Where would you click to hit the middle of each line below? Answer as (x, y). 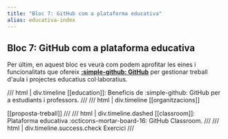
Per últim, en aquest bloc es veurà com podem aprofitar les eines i (102, 65)
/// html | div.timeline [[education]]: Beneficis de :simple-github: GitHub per (114, 93)
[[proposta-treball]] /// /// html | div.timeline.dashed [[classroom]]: (101, 113)
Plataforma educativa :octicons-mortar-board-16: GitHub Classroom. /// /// (113, 121)
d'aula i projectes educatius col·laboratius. (67, 80)
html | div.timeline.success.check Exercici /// (71, 128)
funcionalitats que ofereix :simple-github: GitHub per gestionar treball (108, 72)
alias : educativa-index (41, 20)
